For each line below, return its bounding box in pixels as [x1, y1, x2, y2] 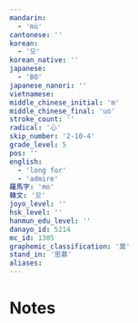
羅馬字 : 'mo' [9, 183, 54, 192]
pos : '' [9, 148, 39, 157]
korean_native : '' [9, 56, 79, 65]
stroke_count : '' [9, 115, 75, 124]
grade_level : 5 [9, 140, 67, 149]
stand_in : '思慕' [9, 250, 73, 259]
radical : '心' [9, 124, 62, 133]
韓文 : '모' [9, 191, 46, 200]
